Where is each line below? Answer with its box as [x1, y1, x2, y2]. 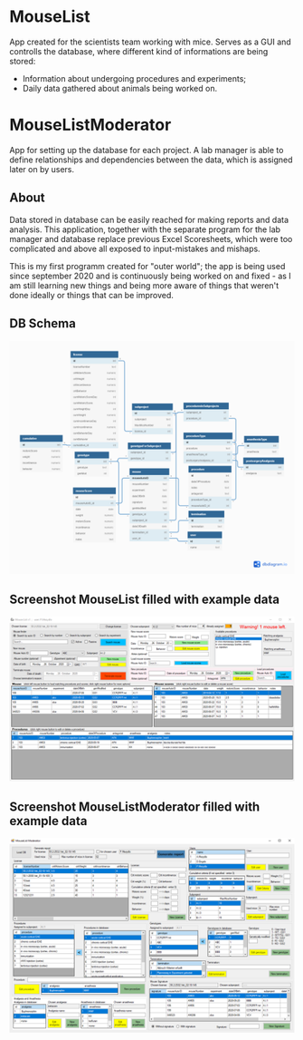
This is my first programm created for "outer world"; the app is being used [9, 260, 286, 271]
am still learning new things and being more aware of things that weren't [9, 279, 279, 291]
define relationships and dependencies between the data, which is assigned [9, 154, 293, 165]
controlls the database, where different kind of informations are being [9, 45, 269, 56]
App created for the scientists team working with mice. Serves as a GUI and [9, 36, 291, 47]
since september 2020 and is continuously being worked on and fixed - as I [9, 270, 291, 281]
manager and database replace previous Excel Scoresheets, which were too [9, 233, 293, 244]
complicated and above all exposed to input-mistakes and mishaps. [9, 243, 260, 254]
